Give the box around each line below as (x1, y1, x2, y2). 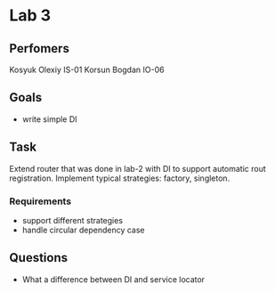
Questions (9, 250, 69, 265)
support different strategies (21, 215, 123, 225)
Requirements (9, 195, 72, 207)
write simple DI (21, 113, 77, 125)
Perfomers (9, 41, 69, 56)
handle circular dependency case (21, 224, 145, 235)
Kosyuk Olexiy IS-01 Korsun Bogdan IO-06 (9, 64, 165, 75)
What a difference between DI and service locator (21, 273, 206, 285)
